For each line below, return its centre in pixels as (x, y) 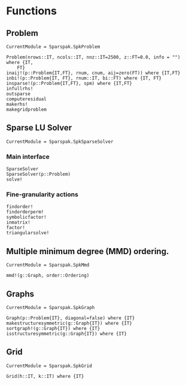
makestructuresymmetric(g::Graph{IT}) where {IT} (69, 323)
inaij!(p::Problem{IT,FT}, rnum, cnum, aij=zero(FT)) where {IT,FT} (93, 73)
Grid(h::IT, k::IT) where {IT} (45, 376)
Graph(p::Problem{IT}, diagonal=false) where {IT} (71, 318)
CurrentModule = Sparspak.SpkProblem (53, 47)
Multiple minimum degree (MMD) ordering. (88, 251)
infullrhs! (20, 88)
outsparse (19, 94)
